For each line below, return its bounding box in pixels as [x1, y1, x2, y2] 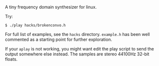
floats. [5, 56, 18, 62]
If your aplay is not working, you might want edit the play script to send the [5, 46, 154, 51]
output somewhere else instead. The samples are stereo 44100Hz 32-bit [5, 51, 150, 57]
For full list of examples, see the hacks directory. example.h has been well [5, 32, 150, 37]
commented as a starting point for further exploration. [5, 36, 112, 42]
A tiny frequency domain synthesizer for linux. [5, 4, 97, 10]
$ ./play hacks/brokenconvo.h [5, 23, 66, 28]
